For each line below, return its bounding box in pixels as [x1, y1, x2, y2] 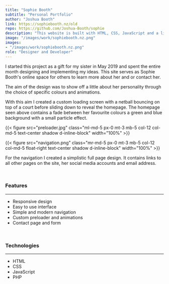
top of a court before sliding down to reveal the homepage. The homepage [5, 104, 160, 110]
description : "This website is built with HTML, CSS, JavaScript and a [5, 31, 158, 36]
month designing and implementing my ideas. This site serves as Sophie [5, 68, 155, 74]
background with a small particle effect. [5, 115, 88, 121]
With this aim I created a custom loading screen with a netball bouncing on [5, 99, 160, 105]
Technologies [5, 242, 39, 249]
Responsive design [12, 198, 52, 204]
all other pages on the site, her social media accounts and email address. [5, 160, 157, 166]
